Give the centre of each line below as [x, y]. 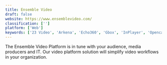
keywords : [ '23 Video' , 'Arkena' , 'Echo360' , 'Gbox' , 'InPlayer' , [75, 32]
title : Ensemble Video [29, 10]
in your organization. [26, 57]
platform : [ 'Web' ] [24, 28]
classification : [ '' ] [28, 23]
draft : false [19, 14]
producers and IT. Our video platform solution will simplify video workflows [82, 52]
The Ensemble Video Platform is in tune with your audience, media [73, 47]
